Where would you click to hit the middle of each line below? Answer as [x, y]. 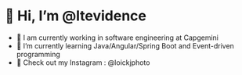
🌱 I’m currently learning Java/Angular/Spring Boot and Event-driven [125, 45]
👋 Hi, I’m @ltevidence [76, 16]
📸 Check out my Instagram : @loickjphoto [83, 62]
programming [38, 54]
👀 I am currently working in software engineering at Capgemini [117, 37]
